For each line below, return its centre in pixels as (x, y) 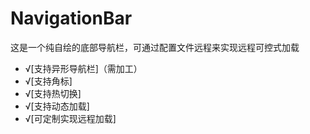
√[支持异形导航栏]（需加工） (83, 68)
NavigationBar (71, 18)
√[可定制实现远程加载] (70, 118)
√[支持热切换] (53, 93)
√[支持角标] (48, 81)
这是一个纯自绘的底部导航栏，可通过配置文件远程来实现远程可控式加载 (155, 47)
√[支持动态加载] (57, 106)
